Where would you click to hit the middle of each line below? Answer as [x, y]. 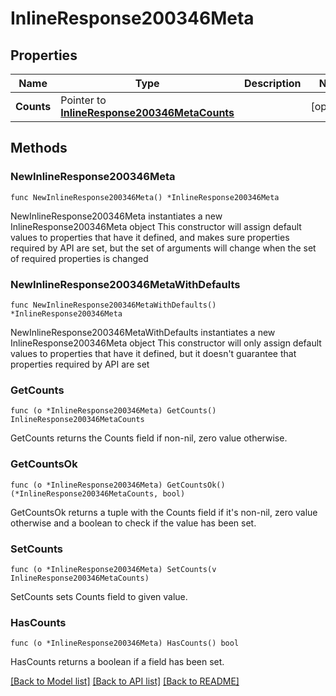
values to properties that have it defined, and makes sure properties [150, 237]
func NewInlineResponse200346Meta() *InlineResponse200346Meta [145, 197]
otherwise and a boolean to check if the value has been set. [133, 523]
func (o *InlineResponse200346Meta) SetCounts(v [113, 569]
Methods [39, 148]
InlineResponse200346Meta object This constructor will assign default [156, 226]
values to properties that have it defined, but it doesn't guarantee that [153, 353]
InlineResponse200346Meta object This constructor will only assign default [166, 343]
